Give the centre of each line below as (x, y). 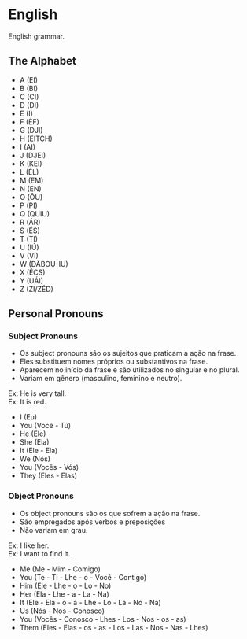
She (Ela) (34, 442)
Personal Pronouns (56, 314)
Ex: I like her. (29, 545)
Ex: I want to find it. (39, 553)
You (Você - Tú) (45, 426)
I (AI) (28, 146)
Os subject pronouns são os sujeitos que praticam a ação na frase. (128, 353)
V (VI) (29, 255)
